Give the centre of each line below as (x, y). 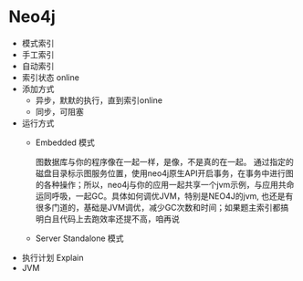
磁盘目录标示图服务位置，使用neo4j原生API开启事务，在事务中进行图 (164, 173)
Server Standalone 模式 (79, 238)
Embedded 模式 (65, 142)
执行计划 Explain (52, 257)
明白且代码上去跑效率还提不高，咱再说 (107, 219)
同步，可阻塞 (59, 111)
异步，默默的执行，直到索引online (99, 100)
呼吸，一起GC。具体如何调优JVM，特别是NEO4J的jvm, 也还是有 (172, 196)
